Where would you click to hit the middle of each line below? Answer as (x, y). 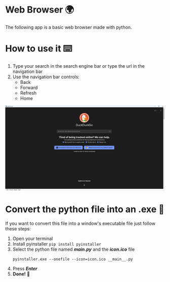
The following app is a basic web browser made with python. (69, 27)
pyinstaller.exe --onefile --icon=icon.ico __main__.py (73, 259)
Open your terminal (33, 239)
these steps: (18, 229)
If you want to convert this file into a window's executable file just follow (80, 223)
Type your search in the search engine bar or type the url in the (79, 66)
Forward (29, 87)
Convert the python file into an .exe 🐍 (85, 209)
